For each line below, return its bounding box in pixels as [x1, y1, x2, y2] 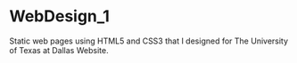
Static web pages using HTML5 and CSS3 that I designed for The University [9, 35, 288, 46]
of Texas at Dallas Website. [9, 44, 109, 55]
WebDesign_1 [9, 6, 110, 27]
